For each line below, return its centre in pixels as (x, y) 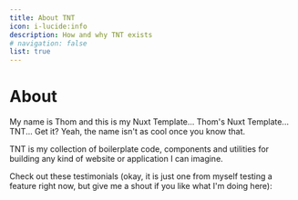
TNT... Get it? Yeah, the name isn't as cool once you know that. (128, 132)
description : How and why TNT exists (81, 35)
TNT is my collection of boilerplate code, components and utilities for (139, 149)
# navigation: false (49, 43)
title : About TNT (42, 18)
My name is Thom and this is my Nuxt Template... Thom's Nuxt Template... (149, 122)
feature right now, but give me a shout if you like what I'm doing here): (141, 186)
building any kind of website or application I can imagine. (116, 159)
